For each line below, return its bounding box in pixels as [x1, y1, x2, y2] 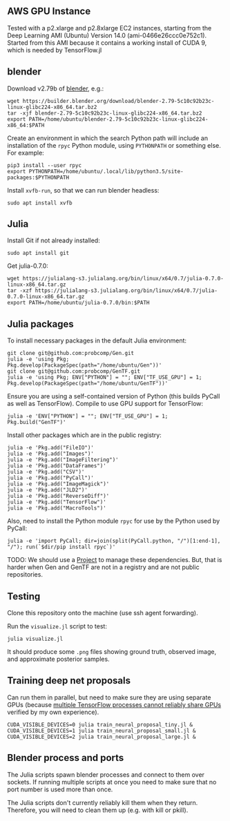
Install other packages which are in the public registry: [7, 431, 162, 439]
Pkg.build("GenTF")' [7, 419, 67, 426]
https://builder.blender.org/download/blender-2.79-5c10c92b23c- [22, 97, 215, 104]
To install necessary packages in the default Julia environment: [7, 336, 187, 345]
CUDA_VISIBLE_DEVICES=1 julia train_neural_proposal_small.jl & [7, 727, 196, 734]
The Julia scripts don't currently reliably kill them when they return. [7, 798, 198, 806]
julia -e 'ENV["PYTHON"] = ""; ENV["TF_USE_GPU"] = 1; [7, 413, 169, 420]
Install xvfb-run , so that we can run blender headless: [7, 186, 160, 194]
